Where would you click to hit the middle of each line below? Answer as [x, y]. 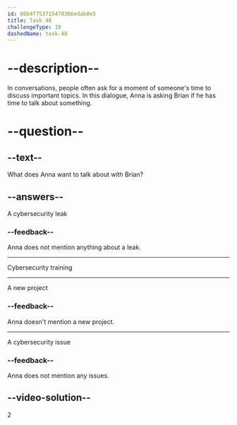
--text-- [25, 157]
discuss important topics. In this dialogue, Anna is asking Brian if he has [112, 95]
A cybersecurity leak [37, 214]
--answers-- [35, 197]
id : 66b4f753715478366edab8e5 [52, 14]
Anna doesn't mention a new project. [61, 321]
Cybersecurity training [40, 268]
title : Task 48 [30, 20]
